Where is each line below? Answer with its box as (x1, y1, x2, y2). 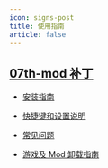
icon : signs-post (9, 13, 75, 23)
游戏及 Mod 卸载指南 (22, 149, 100, 160)
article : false (9, 30, 67, 39)
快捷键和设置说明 (22, 110, 86, 122)
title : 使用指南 (9, 22, 65, 31)
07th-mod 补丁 (9, 65, 94, 81)
